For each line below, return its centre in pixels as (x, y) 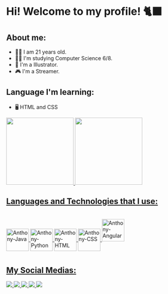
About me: (26, 37)
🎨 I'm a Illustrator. (36, 64)
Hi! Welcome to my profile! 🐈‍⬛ (84, 12)
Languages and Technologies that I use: (82, 201)
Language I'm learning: (50, 92)
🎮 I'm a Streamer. (37, 71)
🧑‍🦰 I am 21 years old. (41, 52)
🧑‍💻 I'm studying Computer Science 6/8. (63, 58)
